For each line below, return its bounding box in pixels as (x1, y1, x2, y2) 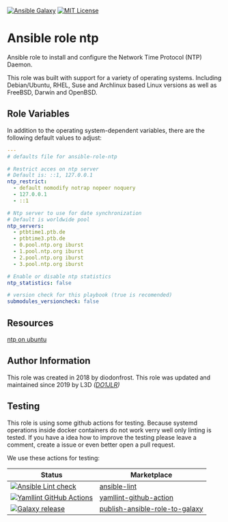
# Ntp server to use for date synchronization (7, 210, 142, 216)
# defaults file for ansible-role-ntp (7, 153, 117, 160)
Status (40, 470, 63, 480)
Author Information (7, 355, 91, 366)
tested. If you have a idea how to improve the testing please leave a (7, 433, 197, 441)
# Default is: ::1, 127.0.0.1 (7, 172, 94, 179)
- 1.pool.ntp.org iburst (13, 248, 84, 255)
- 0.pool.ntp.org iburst (13, 242, 84, 249)
